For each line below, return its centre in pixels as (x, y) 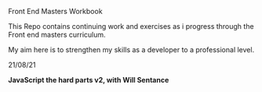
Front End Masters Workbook (56, 11)
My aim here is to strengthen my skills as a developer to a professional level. (131, 50)
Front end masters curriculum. (57, 35)
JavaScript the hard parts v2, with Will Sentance (89, 80)
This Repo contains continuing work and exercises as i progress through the (131, 26)
